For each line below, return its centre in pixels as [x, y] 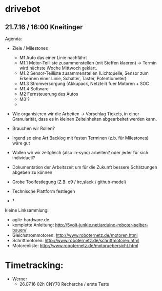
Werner [20, 279]
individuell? [23, 158]
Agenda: [14, 39]
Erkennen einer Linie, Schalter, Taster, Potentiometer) [73, 78]
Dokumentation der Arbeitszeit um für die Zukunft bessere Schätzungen [85, 167]
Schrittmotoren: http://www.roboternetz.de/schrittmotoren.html [76, 240]
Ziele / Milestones [30, 48]
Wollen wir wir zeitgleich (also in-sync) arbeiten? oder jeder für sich [80, 153]
